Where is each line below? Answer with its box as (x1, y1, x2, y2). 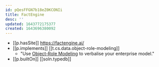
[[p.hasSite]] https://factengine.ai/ (12, 40, 85, 46)
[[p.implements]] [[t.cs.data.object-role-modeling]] (12, 45, 120, 51)
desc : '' (5, 17, 24, 22)
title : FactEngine (5, 12, 44, 17)
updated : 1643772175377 (5, 21, 56, 27)
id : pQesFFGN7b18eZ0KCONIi (5, 7, 63, 13)
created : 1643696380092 (5, 26, 56, 31)
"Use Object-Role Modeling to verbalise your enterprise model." (20, 51, 154, 57)
